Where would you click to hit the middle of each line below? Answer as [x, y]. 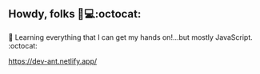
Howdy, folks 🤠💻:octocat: [75, 14]
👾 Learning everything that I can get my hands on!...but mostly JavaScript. [131, 37]
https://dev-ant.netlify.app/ [53, 61]
